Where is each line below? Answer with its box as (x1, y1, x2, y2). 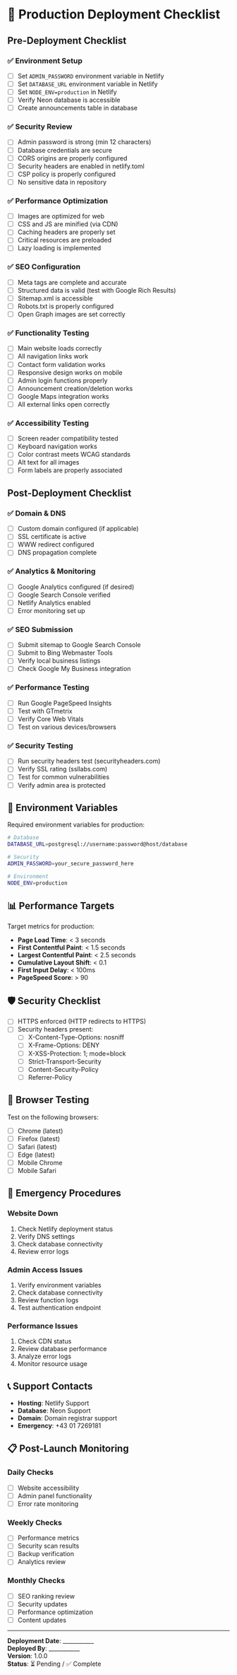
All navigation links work (17, 352, 89, 361)
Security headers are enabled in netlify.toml (17, 162, 145, 170)
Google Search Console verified (17, 590, 111, 599)
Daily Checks (7, 1467, 54, 1477)
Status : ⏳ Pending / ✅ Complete (7, 1659, 102, 1668)
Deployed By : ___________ (7, 1644, 80, 1653)
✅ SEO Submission (7, 624, 73, 634)
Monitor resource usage (17, 1360, 88, 1368)
